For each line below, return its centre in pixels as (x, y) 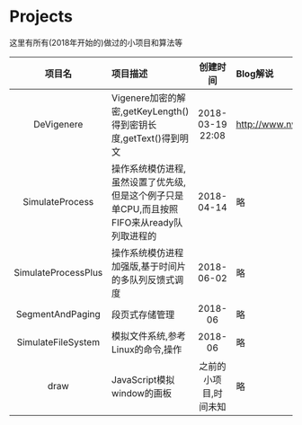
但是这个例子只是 (147, 195)
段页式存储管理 (143, 314)
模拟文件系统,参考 (149, 336)
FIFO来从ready (142, 222)
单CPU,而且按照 (144, 208)
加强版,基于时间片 (149, 266)
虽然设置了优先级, (149, 182)
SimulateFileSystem (58, 341)
